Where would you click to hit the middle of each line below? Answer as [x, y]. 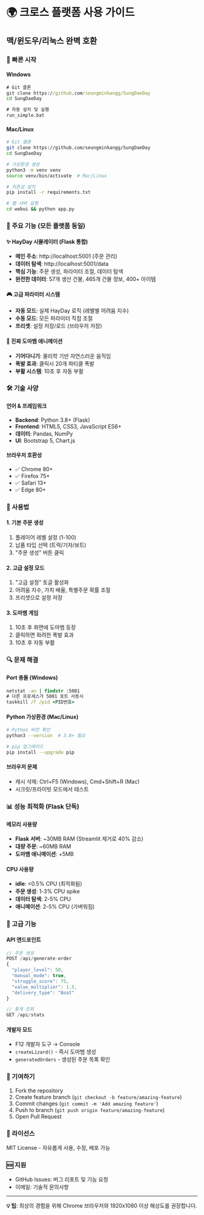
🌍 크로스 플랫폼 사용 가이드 [71, 12]
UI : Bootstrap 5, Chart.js [45, 440]
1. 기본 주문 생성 [25, 522]
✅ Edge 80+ [31, 490]
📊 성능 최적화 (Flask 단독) [43, 807]
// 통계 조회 [20, 1010]
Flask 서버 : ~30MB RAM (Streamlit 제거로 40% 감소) [79, 839]
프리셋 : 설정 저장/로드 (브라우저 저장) [59, 326]
